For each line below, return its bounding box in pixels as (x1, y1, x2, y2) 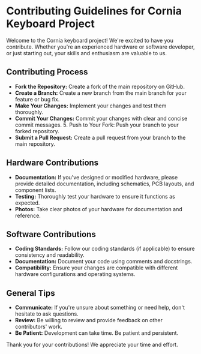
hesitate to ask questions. (14, 310, 79, 317)
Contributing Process (6, 67, 88, 77)
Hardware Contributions (6, 158, 99, 168)
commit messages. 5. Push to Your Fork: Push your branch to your (14, 121, 179, 128)
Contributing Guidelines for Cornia (6, 4, 182, 18)
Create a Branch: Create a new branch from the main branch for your (14, 89, 187, 97)
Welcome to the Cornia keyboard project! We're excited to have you (6, 37, 174, 44)
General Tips (6, 288, 55, 298)
